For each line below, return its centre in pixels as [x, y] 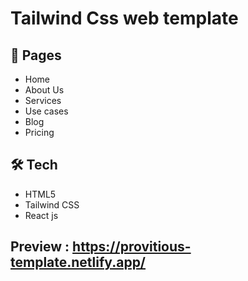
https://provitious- [132, 247]
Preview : [40, 247]
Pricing [39, 132]
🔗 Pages [36, 55]
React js [41, 215]
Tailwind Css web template [124, 18]
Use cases [46, 111]
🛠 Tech [34, 165]
